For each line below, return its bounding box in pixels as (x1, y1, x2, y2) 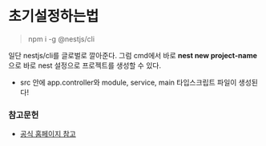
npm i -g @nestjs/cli (27, 34, 95, 44)
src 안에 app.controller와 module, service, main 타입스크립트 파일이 (19, 77, 237, 87)
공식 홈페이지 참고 (19, 129, 76, 139)
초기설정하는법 (8, 7, 99, 26)
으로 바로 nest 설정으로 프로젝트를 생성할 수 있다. (8, 61, 162, 70)
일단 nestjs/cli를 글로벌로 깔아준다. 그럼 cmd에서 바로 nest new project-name (8, 50, 258, 60)
